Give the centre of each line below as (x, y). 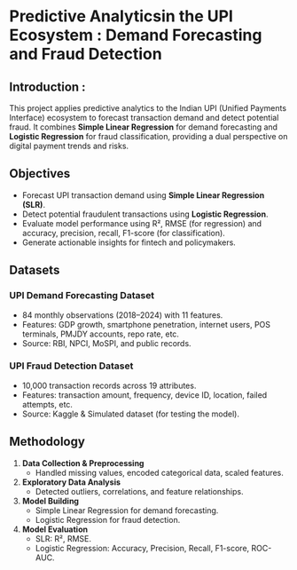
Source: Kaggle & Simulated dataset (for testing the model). (130, 414)
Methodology (47, 442)
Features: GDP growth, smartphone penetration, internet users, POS (146, 324)
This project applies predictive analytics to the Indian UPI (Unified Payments (148, 108)
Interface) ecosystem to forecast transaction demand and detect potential (144, 118)
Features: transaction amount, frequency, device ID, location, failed (145, 395)
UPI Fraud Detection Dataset (71, 366)
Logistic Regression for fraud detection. (108, 519)
